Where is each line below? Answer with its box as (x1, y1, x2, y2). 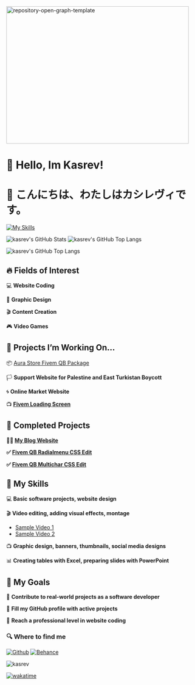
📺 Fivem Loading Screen (6, 400, 71, 408)
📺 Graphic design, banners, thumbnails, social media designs (6, 543, 166, 550)
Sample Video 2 (15, 531, 55, 538)
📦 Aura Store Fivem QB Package (6, 359, 89, 366)
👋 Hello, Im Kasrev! (6, 158, 104, 172)
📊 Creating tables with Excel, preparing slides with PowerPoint (6, 557, 169, 564)
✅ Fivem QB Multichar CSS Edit (6, 460, 87, 468)
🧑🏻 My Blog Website (6, 437, 59, 444)
